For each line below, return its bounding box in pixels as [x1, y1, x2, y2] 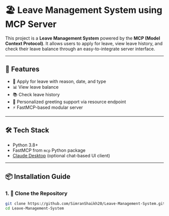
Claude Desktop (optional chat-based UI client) [12, 152, 111, 158]
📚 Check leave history [12, 91, 60, 97]
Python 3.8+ [12, 142, 39, 148]
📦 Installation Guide [5, 172, 70, 181]
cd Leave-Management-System [5, 206, 64, 211]
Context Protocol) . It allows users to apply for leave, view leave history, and [5, 40, 163, 46]
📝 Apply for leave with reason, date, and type [12, 78, 107, 84]
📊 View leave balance [12, 84, 59, 90]
